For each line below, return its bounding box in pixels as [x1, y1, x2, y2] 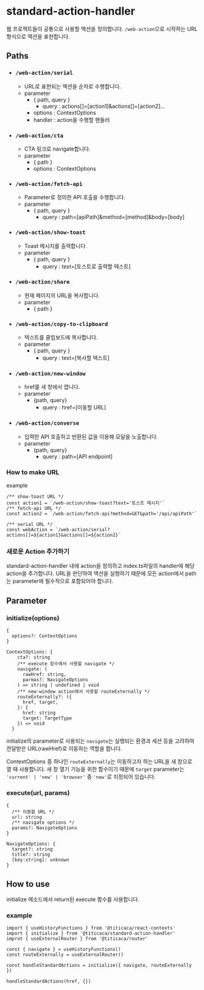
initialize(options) [6, 613, 60, 622]
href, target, [22, 699, 59, 705]
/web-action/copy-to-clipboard [15, 320, 108, 327]
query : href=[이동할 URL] [42, 404, 107, 411]
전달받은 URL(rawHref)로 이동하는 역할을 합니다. [6, 744, 122, 752]
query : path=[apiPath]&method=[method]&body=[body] [42, 213, 185, 221]
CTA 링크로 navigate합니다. [24, 145, 91, 152]
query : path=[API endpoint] [42, 453, 113, 460]
